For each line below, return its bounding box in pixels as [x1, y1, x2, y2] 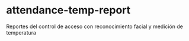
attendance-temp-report [6, 4, 131, 17]
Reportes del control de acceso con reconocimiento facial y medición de [6, 23, 184, 30]
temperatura [6, 29, 37, 36]
